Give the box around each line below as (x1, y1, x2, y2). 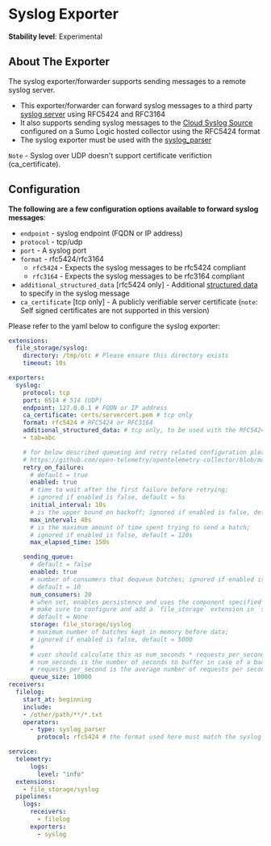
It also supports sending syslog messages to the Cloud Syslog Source (19, 118, 253, 128)
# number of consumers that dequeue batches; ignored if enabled (29, 575, 254, 584)
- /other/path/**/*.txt (23, 710, 103, 718)
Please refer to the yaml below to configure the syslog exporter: (8, 320, 220, 331)
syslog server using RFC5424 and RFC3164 (19, 109, 165, 119)
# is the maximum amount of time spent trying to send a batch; (29, 523, 251, 531)
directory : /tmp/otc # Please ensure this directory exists (23, 352, 229, 360)
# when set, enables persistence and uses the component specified (29, 598, 262, 606)
